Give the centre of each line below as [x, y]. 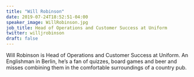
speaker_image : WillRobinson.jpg [47, 22]
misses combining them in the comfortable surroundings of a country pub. [96, 67]
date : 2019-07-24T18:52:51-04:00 [47, 17]
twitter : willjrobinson [35, 33]
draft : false [22, 38]
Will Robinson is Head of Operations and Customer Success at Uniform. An [97, 55]
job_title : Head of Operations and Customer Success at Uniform [87, 28]
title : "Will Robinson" [35, 11]
